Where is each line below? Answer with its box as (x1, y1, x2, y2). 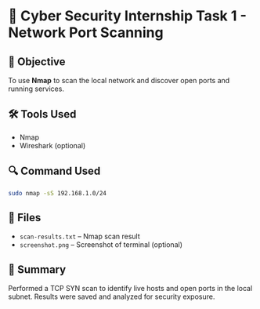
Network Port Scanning (8, 24, 164, 42)
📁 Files (8, 211, 42, 224)
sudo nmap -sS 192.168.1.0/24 (8, 189, 107, 197)
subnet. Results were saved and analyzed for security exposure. (8, 292, 215, 301)
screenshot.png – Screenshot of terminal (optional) (19, 240, 182, 249)
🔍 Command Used (8, 165, 101, 178)
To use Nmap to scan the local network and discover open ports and (8, 76, 230, 85)
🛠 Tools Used (8, 107, 77, 121)
